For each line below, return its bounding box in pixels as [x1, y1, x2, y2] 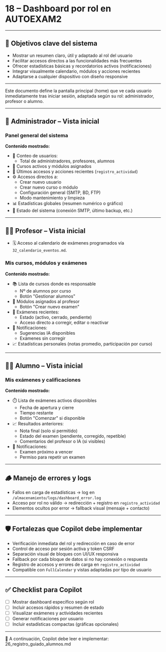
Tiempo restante [19, 410, 53, 416]
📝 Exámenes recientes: [12, 309, 59, 315]
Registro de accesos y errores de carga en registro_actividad [12, 561, 140, 567]
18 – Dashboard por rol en [5, 3, 111, 14]
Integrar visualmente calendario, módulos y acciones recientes [12, 68, 141, 74]
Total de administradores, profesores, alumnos [19, 158, 115, 164]
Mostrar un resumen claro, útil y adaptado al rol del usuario [12, 52, 133, 58]
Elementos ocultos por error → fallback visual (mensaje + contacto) [12, 505, 150, 511]
